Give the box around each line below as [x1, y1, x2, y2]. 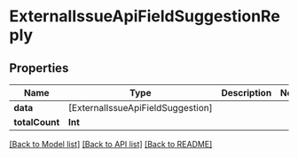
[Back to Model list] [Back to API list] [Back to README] [9, 139, 213, 149]
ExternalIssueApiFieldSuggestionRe [9, 6, 281, 27]
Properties [9, 60, 69, 75]
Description [221, 87, 272, 99]
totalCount [13, 116, 60, 128]
